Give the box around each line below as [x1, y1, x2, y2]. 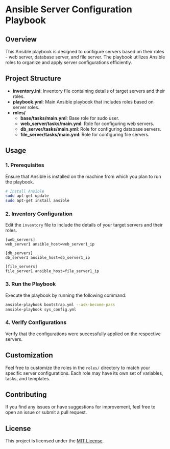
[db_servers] [5, 251, 33, 256]
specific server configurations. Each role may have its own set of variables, [5, 370, 163, 376]
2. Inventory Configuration [5, 210, 73, 217]
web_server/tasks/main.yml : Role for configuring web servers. [20, 120, 155, 127]
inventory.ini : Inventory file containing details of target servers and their [12, 88, 165, 94]
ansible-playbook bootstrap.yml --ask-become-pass [5, 302, 115, 307]
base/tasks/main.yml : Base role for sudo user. [20, 115, 119, 121]
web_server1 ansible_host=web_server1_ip [5, 242, 95, 247]
